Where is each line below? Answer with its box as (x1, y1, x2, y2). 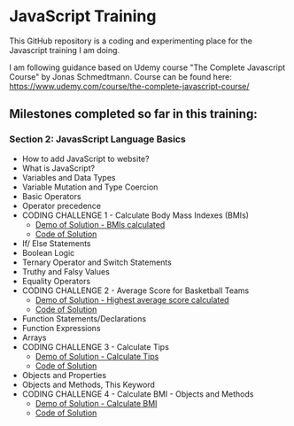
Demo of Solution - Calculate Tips (35, 351, 159, 361)
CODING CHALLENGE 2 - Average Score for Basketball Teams (21, 285, 250, 296)
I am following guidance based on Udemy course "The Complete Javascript (9, 62, 286, 73)
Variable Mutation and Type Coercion (21, 182, 159, 192)
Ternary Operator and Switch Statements (21, 257, 173, 267)
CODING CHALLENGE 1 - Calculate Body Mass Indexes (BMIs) (21, 210, 250, 221)
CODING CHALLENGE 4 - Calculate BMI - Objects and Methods (21, 388, 254, 399)
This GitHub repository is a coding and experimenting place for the (9, 35, 252, 46)
